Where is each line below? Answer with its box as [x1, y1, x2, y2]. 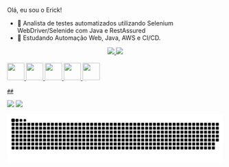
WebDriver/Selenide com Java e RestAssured [16, 27, 146, 34]
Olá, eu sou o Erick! [7, 6, 62, 14]
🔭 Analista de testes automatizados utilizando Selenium [16, 19, 173, 27]
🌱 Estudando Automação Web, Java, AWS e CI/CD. [16, 34, 161, 42]
